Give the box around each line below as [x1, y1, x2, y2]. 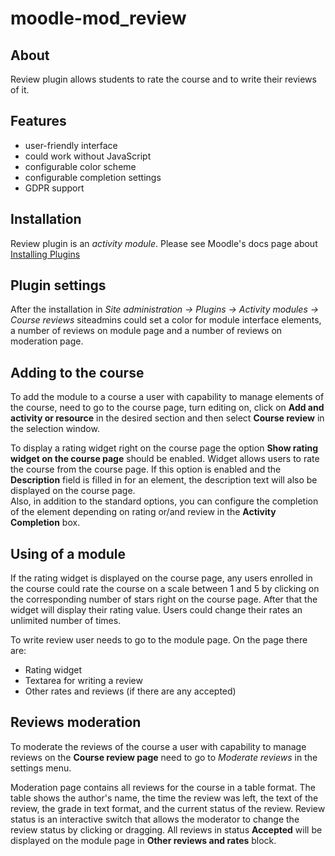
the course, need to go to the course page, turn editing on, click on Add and [10, 402, 325, 414]
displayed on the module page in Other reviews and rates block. [10, 834, 277, 846]
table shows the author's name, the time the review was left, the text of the [10, 792, 319, 804]
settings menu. [10, 762, 72, 774]
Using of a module [10, 545, 127, 562]
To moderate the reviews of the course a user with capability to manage [10, 740, 307, 752]
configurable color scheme [24, 160, 137, 172]
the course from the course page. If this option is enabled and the [10, 463, 282, 476]
